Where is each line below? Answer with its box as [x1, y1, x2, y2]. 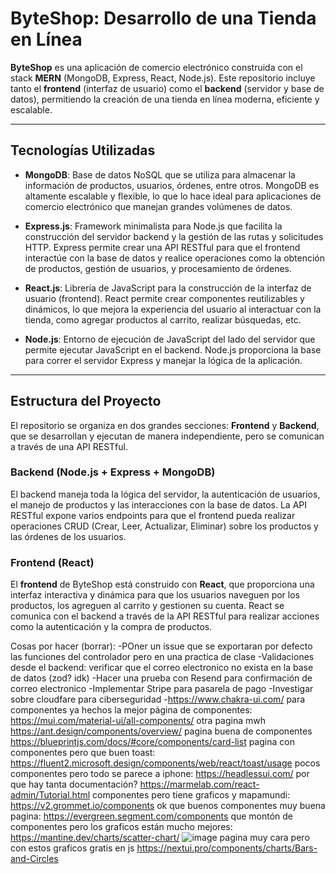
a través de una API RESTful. [10, 440, 128, 452]
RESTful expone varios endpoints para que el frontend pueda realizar [10, 509, 296, 521]
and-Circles [10, 853, 59, 865]
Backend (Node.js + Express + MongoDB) [10, 465, 216, 479]
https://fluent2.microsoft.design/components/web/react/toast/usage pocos [10, 757, 321, 769]
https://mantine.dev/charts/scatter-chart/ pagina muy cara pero [10, 832, 310, 844]
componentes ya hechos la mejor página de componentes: [10, 704, 253, 716]
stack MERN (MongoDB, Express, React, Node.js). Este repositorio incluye [10, 72, 316, 84]
